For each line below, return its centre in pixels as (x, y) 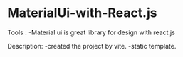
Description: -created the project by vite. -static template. (92, 46)
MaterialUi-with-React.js (82, 13)
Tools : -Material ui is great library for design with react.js (91, 32)
